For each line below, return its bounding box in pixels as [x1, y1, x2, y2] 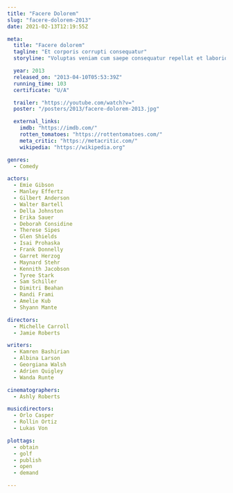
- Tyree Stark [13, 271, 54, 279]
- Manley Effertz [13, 188, 64, 195]
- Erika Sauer [13, 214, 54, 221]
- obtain [13, 444, 39, 451]
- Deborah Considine [13, 220, 73, 227]
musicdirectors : [7, 406, 54, 413]
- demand [13, 469, 39, 476]
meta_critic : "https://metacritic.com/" [19, 137, 138, 144]
